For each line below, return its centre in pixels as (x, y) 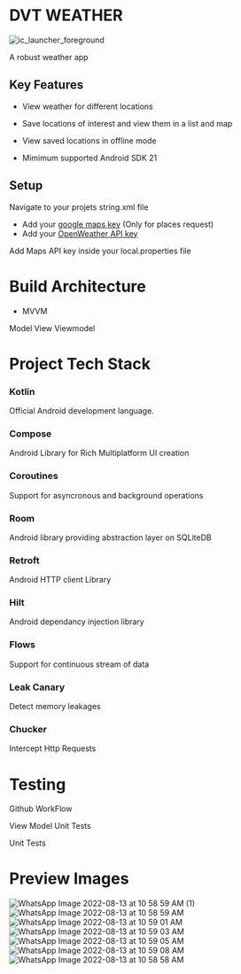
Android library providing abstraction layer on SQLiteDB (110, 537)
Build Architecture (78, 286)
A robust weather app (49, 57)
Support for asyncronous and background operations (106, 495)
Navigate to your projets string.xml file (79, 207)
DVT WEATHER (66, 15)
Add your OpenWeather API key (80, 233)
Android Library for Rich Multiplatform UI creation (99, 453)
